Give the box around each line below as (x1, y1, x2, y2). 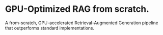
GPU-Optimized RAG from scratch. (5, 3, 150, 15)
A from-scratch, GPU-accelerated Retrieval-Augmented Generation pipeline (5, 20, 159, 26)
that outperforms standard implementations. (5, 25, 95, 31)
